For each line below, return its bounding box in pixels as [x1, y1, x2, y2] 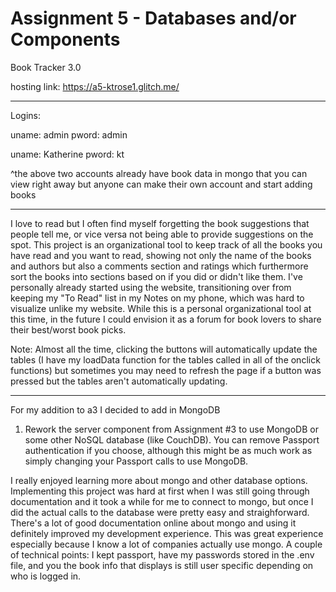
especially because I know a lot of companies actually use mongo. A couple [10, 538, 323, 550]
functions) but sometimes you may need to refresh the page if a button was [10, 364, 322, 376]
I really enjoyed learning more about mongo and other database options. [10, 474, 308, 486]
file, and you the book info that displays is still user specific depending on [10, 559, 314, 571]
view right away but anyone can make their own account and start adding [10, 178, 313, 190]
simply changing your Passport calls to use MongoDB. [24, 455, 249, 467]
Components [10, 28, 121, 51]
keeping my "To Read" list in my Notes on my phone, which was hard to [10, 292, 305, 304]
